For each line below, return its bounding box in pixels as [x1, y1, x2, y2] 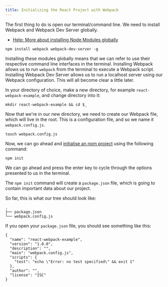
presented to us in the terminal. [5, 170, 70, 176]
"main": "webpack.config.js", [10, 250, 73, 256]
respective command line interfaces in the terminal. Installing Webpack [5, 60, 153, 67]
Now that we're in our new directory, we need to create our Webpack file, [5, 111, 158, 117]
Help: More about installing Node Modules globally [12, 37, 118, 43]
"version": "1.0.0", [10, 241, 53, 246]
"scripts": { [10, 254, 37, 260]
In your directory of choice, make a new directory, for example [5, 87, 136, 93]
